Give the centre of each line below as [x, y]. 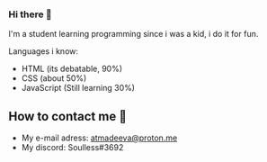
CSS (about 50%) [54, 78]
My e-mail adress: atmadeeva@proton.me [99, 138]
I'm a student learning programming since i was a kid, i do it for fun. [133, 34]
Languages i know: [43, 51]
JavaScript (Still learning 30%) [78, 88]
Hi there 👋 [31, 14]
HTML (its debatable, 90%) [72, 69]
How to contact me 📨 [68, 116]
